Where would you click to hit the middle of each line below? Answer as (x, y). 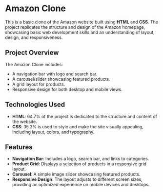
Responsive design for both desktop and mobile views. (67, 89)
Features (19, 147)
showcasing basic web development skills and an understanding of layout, (80, 32)
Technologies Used (35, 105)
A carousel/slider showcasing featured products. (61, 79)
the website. (25, 122)
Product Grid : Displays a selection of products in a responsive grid (79, 164)
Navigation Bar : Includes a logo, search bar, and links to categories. (81, 159)
